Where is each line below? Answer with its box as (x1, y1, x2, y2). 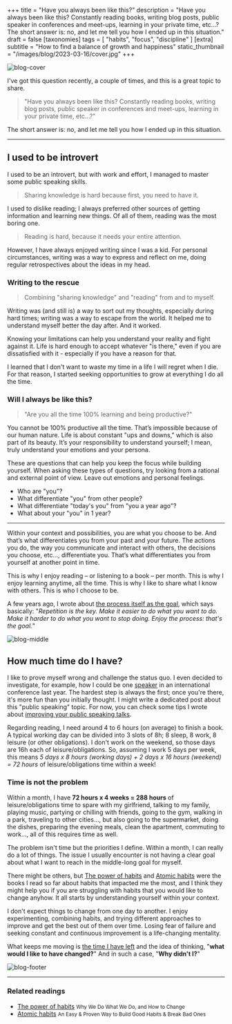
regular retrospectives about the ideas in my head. (7, 260, 151, 269)
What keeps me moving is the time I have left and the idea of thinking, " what (7, 942, 224, 950)
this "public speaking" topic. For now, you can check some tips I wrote (7, 703, 208, 711)
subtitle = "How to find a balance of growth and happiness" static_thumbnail (7, 43, 224, 50)
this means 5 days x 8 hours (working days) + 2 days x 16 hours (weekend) (7, 753, 222, 762)
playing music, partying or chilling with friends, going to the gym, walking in (7, 808, 222, 816)
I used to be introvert (7, 152, 99, 164)
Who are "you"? (17, 487, 63, 496)
